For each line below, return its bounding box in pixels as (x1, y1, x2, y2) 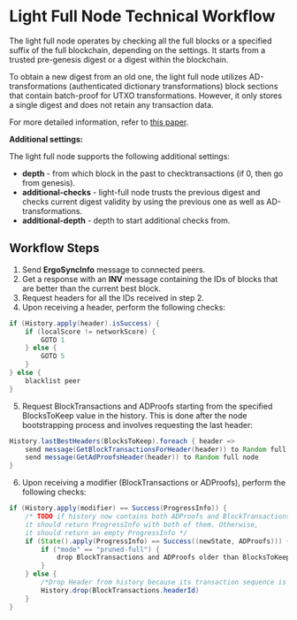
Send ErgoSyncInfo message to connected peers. (21, 264, 206, 275)
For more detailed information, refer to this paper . (9, 117, 189, 127)
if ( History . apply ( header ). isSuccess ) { (9, 318, 161, 328)
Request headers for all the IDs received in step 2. (21, 292, 205, 302)
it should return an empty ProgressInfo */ (25, 528, 188, 537)
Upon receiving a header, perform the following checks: (21, 302, 225, 312)
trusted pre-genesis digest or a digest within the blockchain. (9, 54, 229, 65)
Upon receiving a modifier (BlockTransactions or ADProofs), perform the (21, 478, 286, 488)
